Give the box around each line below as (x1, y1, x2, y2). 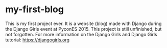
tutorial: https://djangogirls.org (5, 37, 70, 43)
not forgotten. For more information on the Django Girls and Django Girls (5, 31, 157, 37)
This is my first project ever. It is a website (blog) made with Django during (5, 20, 162, 27)
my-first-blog (5, 4, 64, 15)
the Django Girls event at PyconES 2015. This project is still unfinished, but (5, 26, 162, 32)
